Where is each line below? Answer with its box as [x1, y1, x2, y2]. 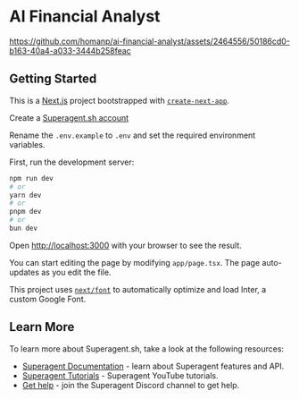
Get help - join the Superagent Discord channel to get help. [21, 379, 240, 390]
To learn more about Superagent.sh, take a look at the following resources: [9, 343, 284, 354]
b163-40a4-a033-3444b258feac [9, 45, 131, 55]
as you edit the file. [41, 267, 112, 277]
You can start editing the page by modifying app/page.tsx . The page [9, 257, 261, 267]
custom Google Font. [9, 293, 87, 304]
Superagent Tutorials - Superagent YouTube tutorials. [21, 369, 219, 381]
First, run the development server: [9, 157, 135, 167]
